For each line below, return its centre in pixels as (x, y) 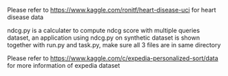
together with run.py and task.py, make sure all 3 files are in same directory (114, 45)
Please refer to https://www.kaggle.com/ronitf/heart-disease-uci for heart (112, 10)
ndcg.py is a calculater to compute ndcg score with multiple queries (104, 30)
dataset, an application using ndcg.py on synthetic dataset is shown (104, 38)
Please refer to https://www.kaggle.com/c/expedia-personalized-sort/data (113, 58)
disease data (25, 17)
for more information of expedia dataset (64, 65)
